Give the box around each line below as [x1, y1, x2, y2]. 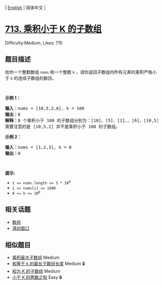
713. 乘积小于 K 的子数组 [5, 24, 102, 35]
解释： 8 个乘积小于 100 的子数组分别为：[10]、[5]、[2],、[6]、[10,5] [5, 118, 159, 123]
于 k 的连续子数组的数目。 [5, 75, 57, 81]
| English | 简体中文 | [5, 5, 46, 10]
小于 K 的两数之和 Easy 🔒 [12, 274, 62, 280]
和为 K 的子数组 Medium [12, 268, 61, 274]
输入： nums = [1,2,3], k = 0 [5, 144, 72, 150]
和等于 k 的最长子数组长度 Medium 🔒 [12, 261, 85, 267]
